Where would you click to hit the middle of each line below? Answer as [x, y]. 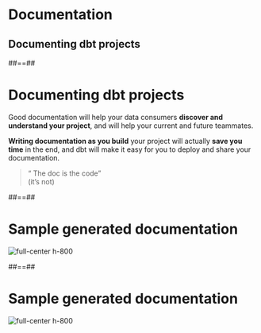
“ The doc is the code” [64, 173]
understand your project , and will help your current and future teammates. [131, 126]
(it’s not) [41, 181]
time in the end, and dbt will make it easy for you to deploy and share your [130, 149]
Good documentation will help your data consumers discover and [116, 117]
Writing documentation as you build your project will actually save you [125, 141]
